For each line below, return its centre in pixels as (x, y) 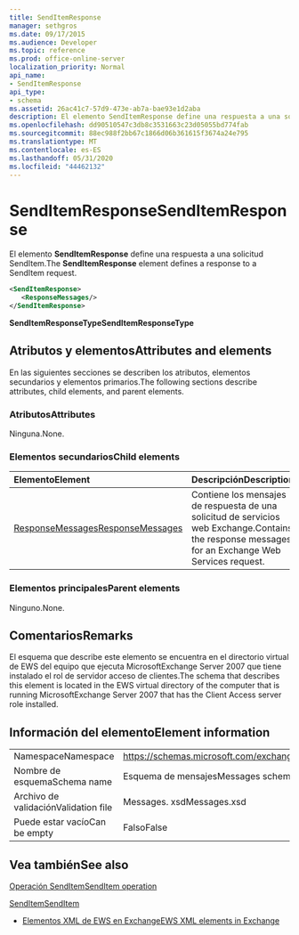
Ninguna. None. (37, 434)
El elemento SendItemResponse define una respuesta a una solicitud (137, 254)
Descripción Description (242, 480)
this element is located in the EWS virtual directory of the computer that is (145, 686)
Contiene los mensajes (238, 495)
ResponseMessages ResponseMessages (98, 528)
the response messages (241, 540)
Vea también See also (69, 865)
